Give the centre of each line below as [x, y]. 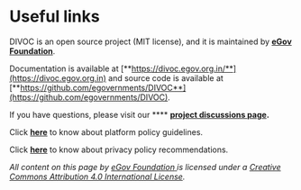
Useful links [55, 17]
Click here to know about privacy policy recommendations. [119, 149]
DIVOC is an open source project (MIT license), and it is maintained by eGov [151, 41]
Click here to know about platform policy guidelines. [106, 131]
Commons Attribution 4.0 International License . [97, 176]
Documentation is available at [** [71, 68]
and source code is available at [165, 77]
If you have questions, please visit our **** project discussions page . [140, 114]
